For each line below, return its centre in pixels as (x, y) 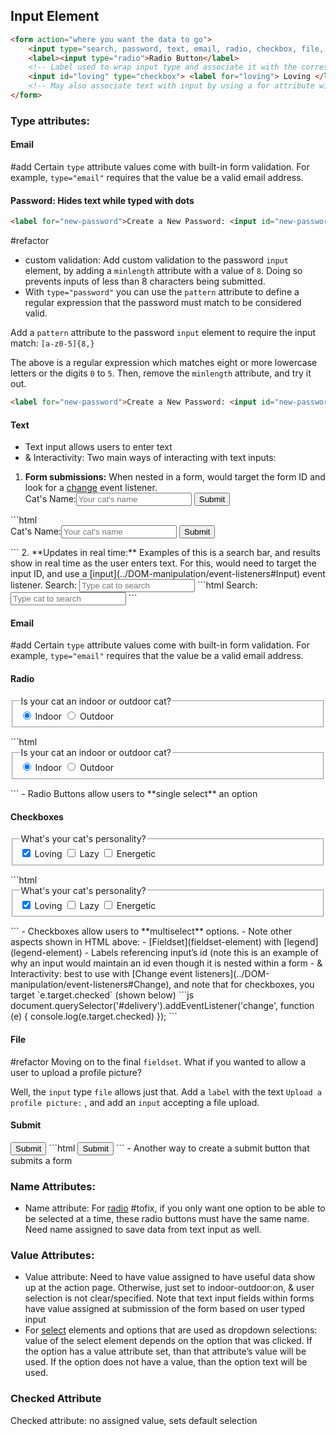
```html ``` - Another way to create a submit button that (179, 1148)
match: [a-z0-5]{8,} (52, 343)
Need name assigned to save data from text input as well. (143, 1230)
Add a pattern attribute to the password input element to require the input (163, 333)
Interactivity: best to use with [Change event (101, 974)
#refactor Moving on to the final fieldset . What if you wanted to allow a (158, 1061)
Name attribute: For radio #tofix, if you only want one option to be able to (175, 1208)
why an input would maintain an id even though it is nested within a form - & (166, 963)
